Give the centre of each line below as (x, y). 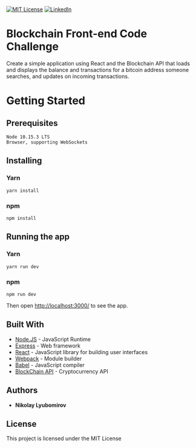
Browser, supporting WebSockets (47, 142)
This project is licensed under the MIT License (64, 438)
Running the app (38, 237)
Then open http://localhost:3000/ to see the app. (67, 305)
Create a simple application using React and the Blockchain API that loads (98, 63)
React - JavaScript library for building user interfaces (81, 352)
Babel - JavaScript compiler (50, 365)
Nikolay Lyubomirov (41, 405)
